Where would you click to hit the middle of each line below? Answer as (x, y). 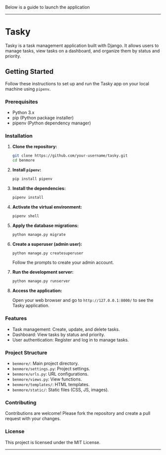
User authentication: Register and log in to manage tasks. (71, 340)
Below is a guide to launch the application (47, 7)
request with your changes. (33, 419)
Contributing (21, 402)
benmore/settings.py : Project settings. (51, 368)
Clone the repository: (35, 147)
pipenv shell (26, 216)
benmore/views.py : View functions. (47, 379)
